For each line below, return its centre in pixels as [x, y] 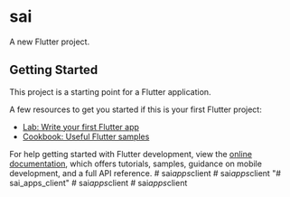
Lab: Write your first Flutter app [81, 127]
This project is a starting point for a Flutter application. [110, 91]
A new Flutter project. [50, 42]
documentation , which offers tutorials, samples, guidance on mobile [136, 164]
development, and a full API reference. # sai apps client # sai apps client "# [145, 173]
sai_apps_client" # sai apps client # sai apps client [98, 183]
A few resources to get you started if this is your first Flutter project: [136, 109]
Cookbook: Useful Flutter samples [86, 136]
